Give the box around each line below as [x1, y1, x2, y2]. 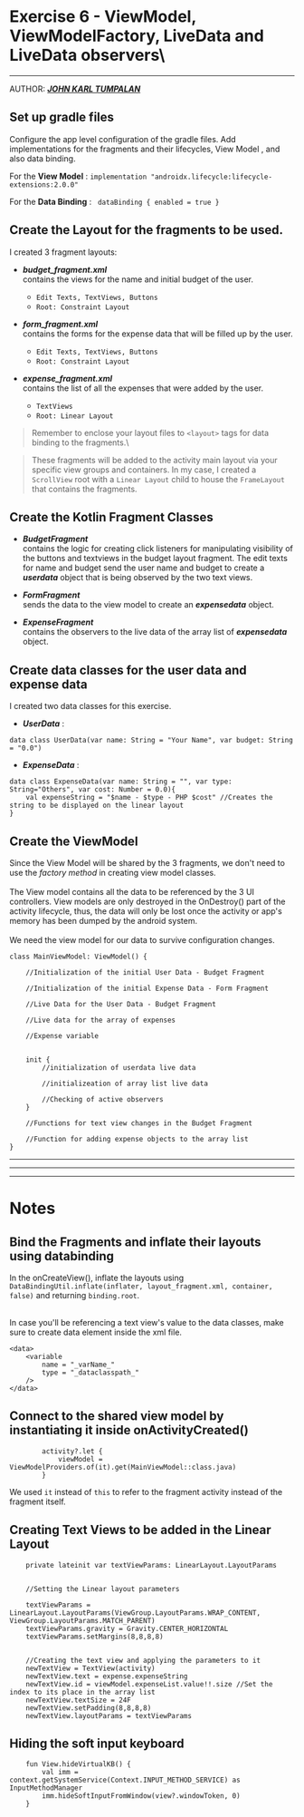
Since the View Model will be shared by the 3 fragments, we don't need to [9, 858, 285, 868]
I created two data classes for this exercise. [9, 701, 172, 712]
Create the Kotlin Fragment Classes [9, 510, 214, 525]
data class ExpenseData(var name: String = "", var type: [9, 777, 233, 786]
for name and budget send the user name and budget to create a [22, 562, 265, 573]
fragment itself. [9, 1496, 66, 1507]
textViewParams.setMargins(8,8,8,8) [25, 1632, 165, 1641]
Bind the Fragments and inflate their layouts [9, 1234, 261, 1249]
